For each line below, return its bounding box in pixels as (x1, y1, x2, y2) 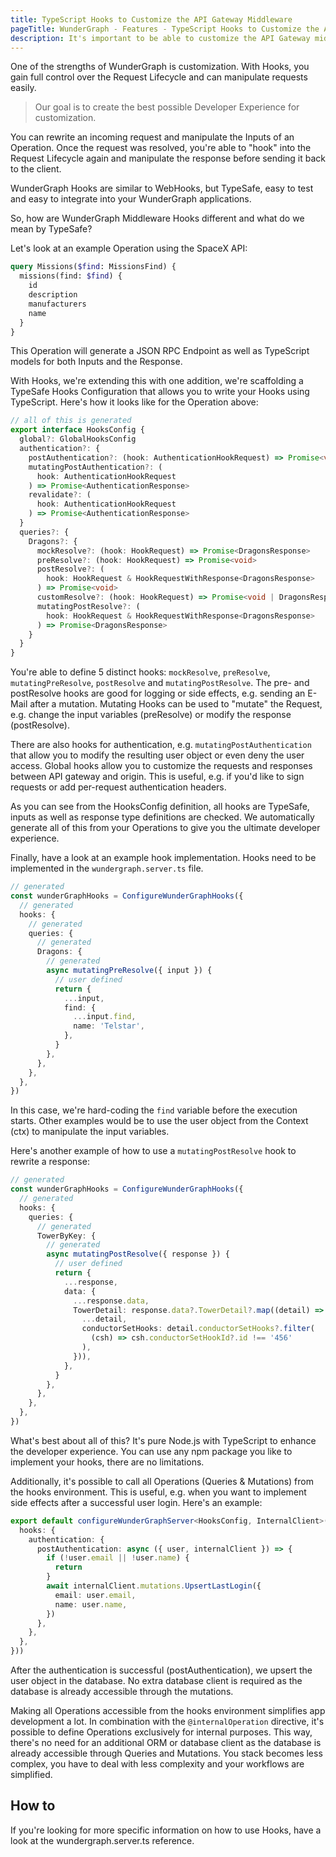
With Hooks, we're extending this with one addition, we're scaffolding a (10, 375, 304, 387)
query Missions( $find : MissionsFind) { (10, 262, 177, 272)
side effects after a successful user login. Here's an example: (10, 1496, 263, 1508)
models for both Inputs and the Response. (10, 356, 183, 368)
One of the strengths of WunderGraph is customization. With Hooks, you (10, 61, 310, 73)
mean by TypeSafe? (10, 223, 93, 235)
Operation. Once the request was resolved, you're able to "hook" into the (10, 142, 312, 154)
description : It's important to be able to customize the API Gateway (10, 33, 311, 43)
